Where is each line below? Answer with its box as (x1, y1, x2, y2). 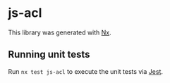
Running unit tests (8, 49, 90, 60)
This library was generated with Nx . (8, 28, 111, 37)
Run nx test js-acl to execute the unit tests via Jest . (8, 67, 164, 75)
